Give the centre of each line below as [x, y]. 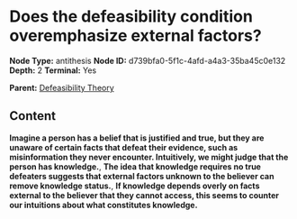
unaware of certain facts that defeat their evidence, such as [124, 147]
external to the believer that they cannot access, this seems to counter [144, 195]
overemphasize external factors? [136, 36]
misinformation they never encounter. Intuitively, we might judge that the [149, 157]
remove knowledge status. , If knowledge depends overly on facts [135, 186]
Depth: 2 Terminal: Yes [53, 70]
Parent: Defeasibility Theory [62, 87]
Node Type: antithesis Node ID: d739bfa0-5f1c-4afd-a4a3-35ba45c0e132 [148, 60]
